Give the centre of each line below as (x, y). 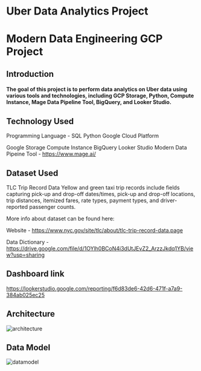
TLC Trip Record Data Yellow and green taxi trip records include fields (93, 187)
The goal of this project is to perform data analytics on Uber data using (97, 90)
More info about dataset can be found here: (60, 218)
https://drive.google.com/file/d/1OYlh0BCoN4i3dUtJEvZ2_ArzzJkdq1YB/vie (100, 248)
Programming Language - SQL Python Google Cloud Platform (83, 136)
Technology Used (40, 121)
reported (17, 206)
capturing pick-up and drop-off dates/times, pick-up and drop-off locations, (101, 194)
